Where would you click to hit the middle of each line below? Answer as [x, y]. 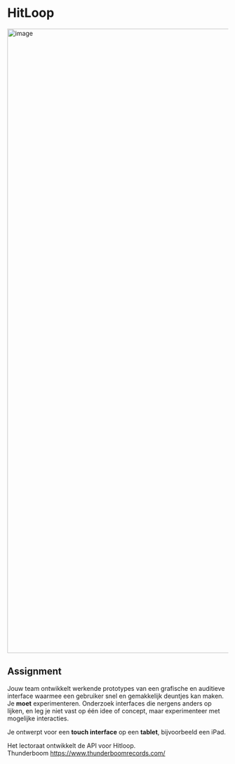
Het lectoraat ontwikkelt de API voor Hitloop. [72, 745]
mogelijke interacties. [38, 718]
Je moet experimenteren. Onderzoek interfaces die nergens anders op [109, 703]
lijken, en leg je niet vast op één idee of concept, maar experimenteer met [114, 711]
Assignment [34, 671]
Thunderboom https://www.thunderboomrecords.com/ [87, 753]
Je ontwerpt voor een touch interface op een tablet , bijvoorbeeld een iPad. [117, 732]
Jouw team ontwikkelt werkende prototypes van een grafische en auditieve [116, 688]
